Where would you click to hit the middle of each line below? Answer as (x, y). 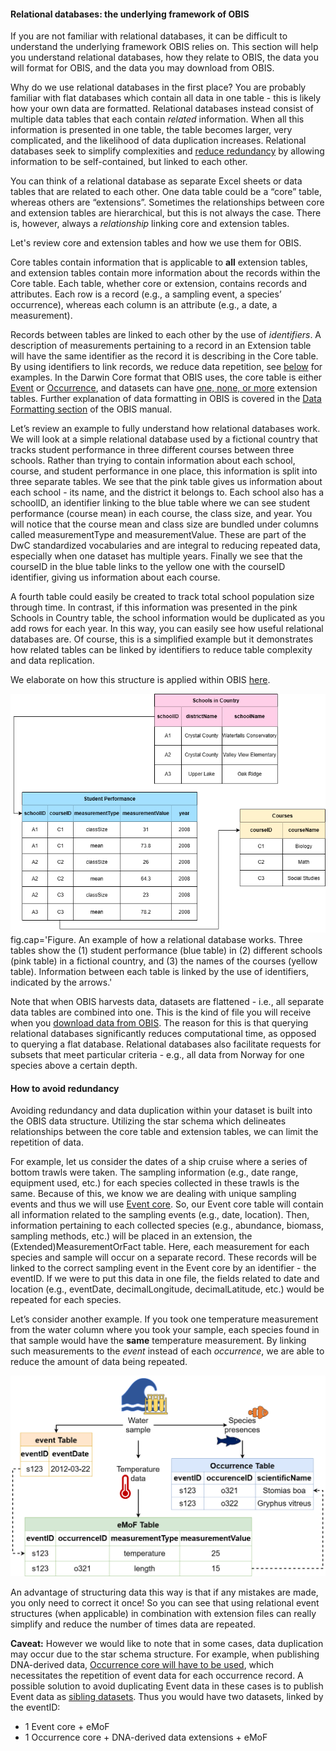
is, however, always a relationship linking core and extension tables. (150, 224)
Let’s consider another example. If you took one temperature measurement (164, 1319)
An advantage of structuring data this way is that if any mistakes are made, (164, 1592)
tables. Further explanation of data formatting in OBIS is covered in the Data (166, 399)
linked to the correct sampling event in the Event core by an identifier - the (163, 1268)
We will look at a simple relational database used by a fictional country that (164, 439)
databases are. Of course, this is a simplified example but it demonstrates (162, 639)
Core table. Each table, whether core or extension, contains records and (159, 284)
